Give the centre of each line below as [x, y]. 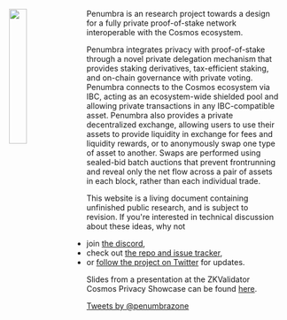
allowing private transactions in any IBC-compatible [181, 106]
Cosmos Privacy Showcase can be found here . [172, 289]
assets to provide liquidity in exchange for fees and [180, 134]
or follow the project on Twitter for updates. [166, 262]
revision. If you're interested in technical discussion [180, 217]
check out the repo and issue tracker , [155, 253]
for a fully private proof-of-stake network [162, 23]
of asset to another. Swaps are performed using [174, 153]
